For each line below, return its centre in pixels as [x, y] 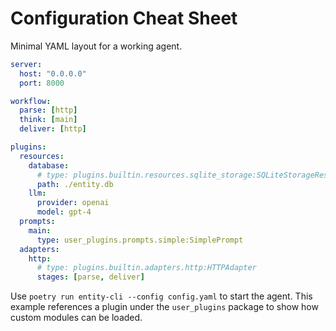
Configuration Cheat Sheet [124, 18]
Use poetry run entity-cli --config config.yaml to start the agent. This [161, 296]
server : [26, 64]
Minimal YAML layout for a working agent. [96, 46]
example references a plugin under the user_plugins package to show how [164, 307]
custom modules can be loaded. [76, 318]
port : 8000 [42, 83]
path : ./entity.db [75, 184]
